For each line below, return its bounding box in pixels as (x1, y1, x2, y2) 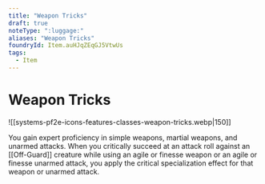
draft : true (8, 19, 48, 27)
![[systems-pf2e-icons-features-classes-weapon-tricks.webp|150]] (8, 117, 231, 126)
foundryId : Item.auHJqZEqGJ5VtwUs (8, 42, 124, 50)
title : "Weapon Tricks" (8, 11, 88, 20)
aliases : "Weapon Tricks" (8, 34, 94, 42)
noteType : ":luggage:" (8, 26, 84, 34)
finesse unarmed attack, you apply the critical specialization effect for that (8, 158, 254, 168)
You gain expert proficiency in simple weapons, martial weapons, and (8, 133, 238, 142)
